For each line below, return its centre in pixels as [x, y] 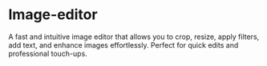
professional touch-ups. [48, 53]
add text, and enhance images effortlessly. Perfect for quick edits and [123, 45]
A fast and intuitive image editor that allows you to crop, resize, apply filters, [134, 37]
